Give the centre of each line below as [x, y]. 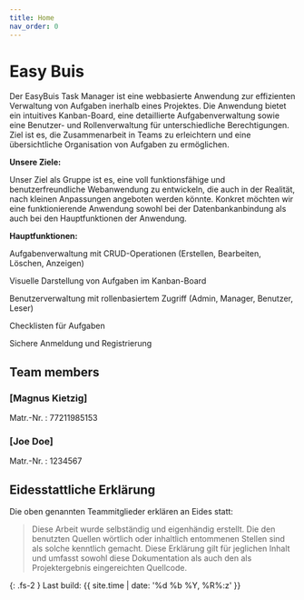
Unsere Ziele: [35, 162]
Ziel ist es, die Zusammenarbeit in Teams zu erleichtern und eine [130, 135]
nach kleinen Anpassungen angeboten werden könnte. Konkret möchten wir [152, 199]
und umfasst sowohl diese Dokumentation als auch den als [142, 558]
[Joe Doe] [31, 442]
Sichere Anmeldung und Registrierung [81, 344]
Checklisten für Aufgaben [58, 326]
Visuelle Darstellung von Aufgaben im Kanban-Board [108, 281]
